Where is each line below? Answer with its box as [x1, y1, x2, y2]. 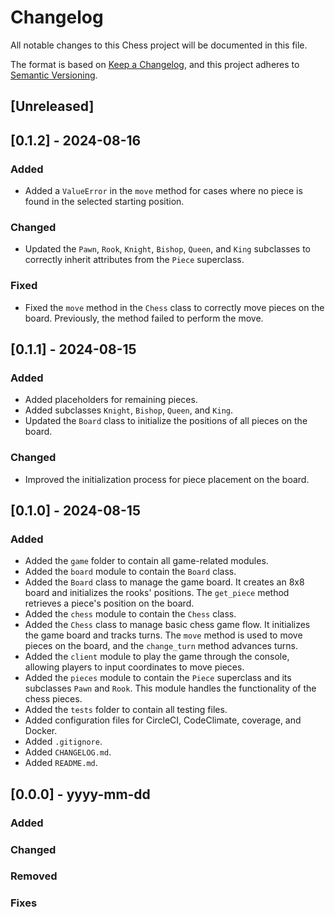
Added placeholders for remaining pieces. [24, 394, 198, 406]
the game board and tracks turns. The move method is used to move [24, 629, 303, 641]
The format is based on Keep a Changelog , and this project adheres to [10, 58, 300, 70]
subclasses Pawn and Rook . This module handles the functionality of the [24, 682, 317, 695]
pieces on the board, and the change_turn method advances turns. [24, 640, 298, 652]
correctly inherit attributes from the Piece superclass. [24, 254, 245, 266]
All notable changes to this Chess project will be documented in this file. [10, 39, 308, 51]
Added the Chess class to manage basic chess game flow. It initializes [24, 619, 311, 631]
